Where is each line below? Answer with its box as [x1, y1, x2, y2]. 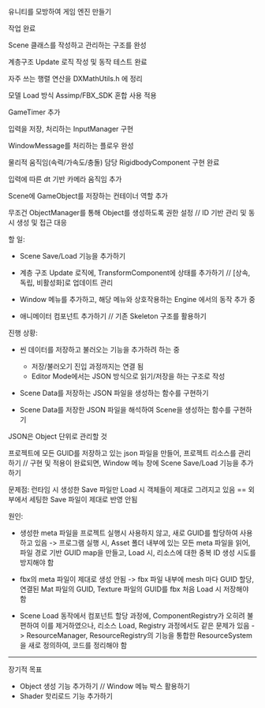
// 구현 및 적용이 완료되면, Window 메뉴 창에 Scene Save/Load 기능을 [22, 458, 239, 468]
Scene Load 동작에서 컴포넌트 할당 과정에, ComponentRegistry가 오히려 [19, 611, 246, 620]
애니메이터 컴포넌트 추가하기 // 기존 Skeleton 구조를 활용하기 [19, 311, 207, 321]
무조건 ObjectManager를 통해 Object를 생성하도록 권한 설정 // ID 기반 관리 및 [8, 208, 247, 217]
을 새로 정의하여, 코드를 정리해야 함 [19, 641, 128, 650]
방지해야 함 [19, 558, 54, 567]
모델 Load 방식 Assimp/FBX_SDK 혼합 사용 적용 [8, 91, 157, 100]
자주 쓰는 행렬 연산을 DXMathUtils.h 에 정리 [8, 74, 144, 83]
